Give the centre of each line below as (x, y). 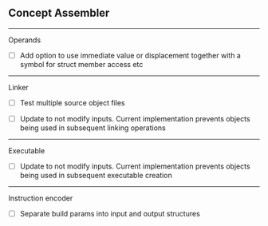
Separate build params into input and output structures (110, 214)
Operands (25, 40)
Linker (19, 87)
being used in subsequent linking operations (93, 128)
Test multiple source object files (72, 102)
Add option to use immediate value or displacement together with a (130, 55)
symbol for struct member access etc (81, 64)
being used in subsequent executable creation (96, 176)
